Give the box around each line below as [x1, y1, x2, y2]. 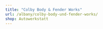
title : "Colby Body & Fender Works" [5, 7, 82, 12]
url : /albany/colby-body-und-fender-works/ [5, 12, 98, 17]
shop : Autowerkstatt [5, 16, 49, 21]
